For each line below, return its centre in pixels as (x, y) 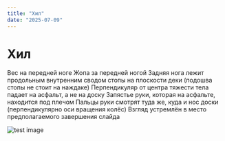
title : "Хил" (26, 13)
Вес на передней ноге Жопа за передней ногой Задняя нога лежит (106, 73)
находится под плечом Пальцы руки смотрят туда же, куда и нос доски (113, 102)
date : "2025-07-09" (35, 20)
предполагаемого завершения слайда (64, 117)
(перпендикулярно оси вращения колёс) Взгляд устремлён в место (107, 109)
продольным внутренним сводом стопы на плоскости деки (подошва (110, 80)
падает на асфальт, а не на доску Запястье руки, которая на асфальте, (111, 95)
